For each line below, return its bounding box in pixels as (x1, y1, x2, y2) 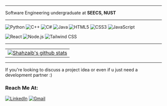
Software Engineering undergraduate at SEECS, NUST (5, 10, 116, 15)
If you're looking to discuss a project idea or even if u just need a (5, 67, 138, 72)
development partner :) (5, 72, 53, 78)
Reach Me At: (5, 84, 38, 91)
